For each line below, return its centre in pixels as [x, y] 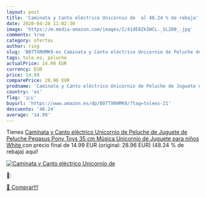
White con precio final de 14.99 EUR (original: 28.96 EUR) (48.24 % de [95, 145]
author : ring [23, 47]
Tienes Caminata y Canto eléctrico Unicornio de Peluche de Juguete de [97, 132]
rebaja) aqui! [22, 152]
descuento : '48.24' [31, 109]
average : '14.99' [29, 115]
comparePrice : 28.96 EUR [38, 80]
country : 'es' [25, 92]
